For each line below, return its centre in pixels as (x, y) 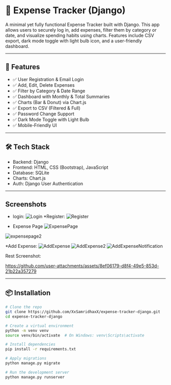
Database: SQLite (31, 172)
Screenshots (26, 204)
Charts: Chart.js (29, 178)
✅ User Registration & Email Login (48, 79)
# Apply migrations (26, 358)
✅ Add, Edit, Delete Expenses (44, 85)
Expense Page (28, 226)
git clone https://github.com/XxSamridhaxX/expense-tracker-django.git (83, 312)
